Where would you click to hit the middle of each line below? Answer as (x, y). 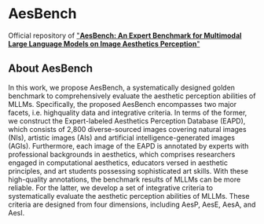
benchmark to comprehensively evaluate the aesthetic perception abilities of (132, 96)
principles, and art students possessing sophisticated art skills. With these (128, 171)
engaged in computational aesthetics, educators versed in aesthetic (118, 163)
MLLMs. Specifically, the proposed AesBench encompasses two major (123, 104)
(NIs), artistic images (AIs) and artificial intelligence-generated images (122, 138)
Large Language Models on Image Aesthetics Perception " (104, 43)
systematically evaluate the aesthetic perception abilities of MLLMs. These (129, 196)
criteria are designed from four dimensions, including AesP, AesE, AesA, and (132, 204)
